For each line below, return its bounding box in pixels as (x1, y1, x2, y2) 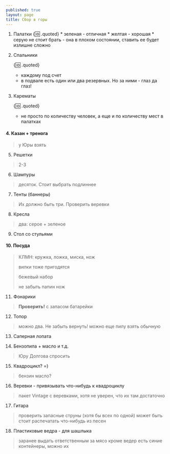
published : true (6, 7, 40, 13)
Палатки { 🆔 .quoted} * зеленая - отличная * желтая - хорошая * (13, 31, 154, 37)
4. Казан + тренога (6, 130, 48, 136)
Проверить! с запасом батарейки (18, 303, 93, 309)
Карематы (13, 93, 36, 99)
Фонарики (13, 293, 36, 300)
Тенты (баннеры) (13, 191, 51, 197)
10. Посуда (6, 242, 30, 248)
